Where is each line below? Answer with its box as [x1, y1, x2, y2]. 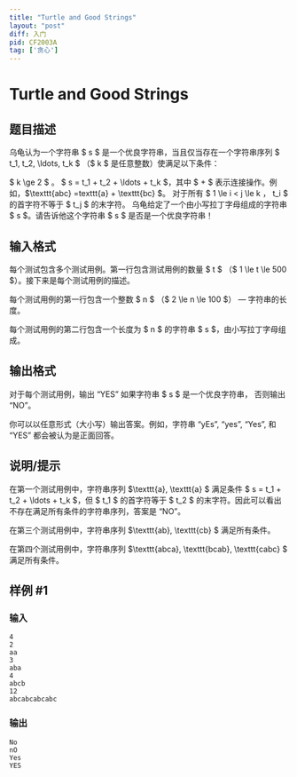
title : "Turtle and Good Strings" [9, 12, 137, 22]
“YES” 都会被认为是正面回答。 [9, 430, 120, 440]
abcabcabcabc [9, 694, 58, 704]
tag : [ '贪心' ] [9, 46, 59, 55]
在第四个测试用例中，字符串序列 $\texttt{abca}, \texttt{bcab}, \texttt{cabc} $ [9, 543, 288, 554]
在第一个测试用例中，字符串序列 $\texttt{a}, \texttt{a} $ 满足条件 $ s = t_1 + [9, 483, 282, 494]
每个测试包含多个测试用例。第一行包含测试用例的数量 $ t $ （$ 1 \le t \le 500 [9, 264, 287, 274]
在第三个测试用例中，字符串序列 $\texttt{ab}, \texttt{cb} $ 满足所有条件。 [9, 525, 276, 535]
